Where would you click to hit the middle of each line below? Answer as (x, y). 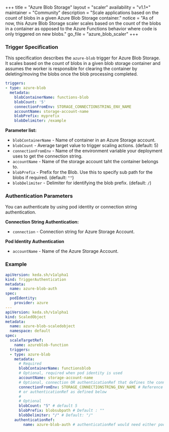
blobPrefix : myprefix (37, 116)
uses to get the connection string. (48, 156)
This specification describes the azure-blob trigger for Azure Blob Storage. (83, 58)
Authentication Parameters (39, 196)
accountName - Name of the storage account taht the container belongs (85, 162)
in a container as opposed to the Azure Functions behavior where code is (81, 29)
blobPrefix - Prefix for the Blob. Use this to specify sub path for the (82, 172)
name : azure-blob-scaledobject (43, 326)
